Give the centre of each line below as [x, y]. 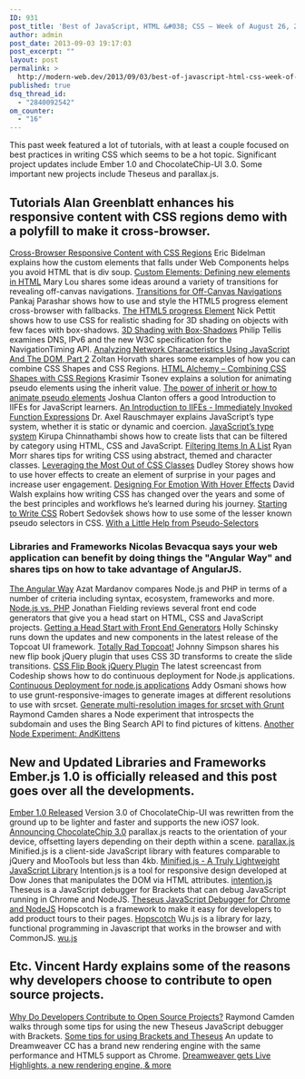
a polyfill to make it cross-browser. [110, 231]
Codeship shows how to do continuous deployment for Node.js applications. [152, 676]
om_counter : [32, 111]
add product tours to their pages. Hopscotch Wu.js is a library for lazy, [141, 919]
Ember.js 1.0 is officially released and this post [143, 776]
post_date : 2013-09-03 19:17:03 [70, 43]
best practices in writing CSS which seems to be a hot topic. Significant [143, 154]
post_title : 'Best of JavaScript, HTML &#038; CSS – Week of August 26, [150, 26]
